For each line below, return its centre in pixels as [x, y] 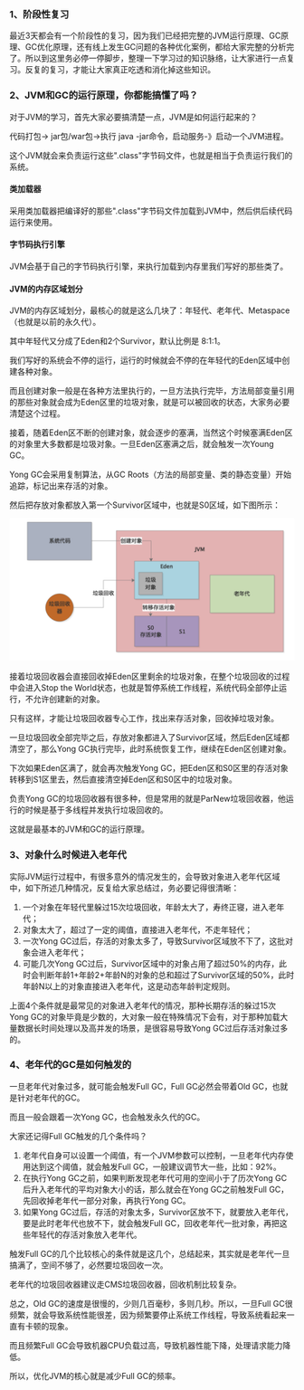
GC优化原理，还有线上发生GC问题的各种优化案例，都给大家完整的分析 [156, 47]
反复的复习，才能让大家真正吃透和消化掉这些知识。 [120, 70]
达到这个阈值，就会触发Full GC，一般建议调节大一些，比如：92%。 [156, 1166]
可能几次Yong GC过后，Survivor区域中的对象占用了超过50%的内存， [151, 963]
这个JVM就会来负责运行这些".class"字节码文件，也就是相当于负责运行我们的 [151, 155]
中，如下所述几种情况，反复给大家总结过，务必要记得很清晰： [124, 888]
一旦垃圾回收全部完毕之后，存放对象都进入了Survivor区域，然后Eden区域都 [149, 738]
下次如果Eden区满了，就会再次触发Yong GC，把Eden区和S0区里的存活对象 [149, 768]
